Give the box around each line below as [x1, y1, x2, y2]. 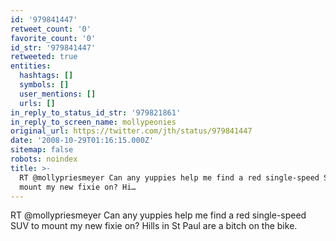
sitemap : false [10, 145, 74, 155]
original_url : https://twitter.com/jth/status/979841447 [10, 126, 253, 136]
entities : [10, 61, 52, 71]
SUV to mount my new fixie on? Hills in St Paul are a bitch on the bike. [10, 220, 298, 232]
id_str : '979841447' [10, 42, 97, 53]
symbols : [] [19, 80, 70, 90]
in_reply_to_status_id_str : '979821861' [10, 107, 182, 118]
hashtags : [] [19, 71, 74, 81]
